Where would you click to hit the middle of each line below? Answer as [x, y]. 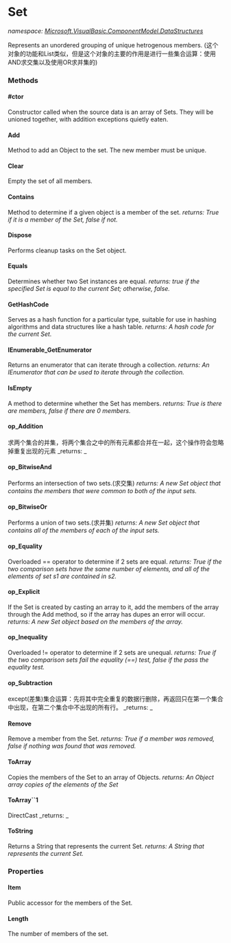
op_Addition [25, 427]
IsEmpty [20, 388]
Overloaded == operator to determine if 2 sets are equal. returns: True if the [115, 561]
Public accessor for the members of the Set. [70, 903]
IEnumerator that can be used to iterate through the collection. [96, 372]
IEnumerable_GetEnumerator [50, 350]
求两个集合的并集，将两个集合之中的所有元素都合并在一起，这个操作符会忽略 [116, 442]
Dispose [20, 235]
